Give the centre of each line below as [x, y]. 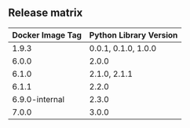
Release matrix [46, 13]
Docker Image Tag [47, 35]
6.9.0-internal [38, 99]
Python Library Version [133, 35]
